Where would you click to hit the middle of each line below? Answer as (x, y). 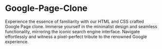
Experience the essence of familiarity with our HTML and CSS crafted (74, 21)
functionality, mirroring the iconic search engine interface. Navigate (73, 31)
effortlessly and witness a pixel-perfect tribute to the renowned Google (76, 37)
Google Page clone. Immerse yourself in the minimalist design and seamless (81, 26)
